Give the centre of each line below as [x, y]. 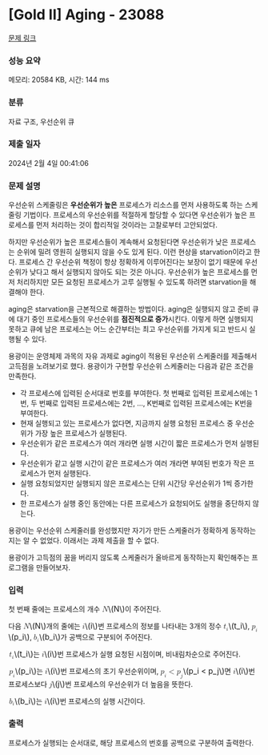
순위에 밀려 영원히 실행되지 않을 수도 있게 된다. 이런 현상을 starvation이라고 [134, 252]
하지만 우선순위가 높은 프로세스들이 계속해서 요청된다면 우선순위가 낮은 [118, 242]
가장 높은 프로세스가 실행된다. [81, 434]
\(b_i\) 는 [28, 701]
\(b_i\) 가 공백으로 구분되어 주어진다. [96, 637]
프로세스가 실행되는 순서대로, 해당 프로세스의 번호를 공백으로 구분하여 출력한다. [131, 742]
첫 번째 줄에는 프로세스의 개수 [54, 609]
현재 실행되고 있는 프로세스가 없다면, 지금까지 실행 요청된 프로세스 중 [126, 423]
